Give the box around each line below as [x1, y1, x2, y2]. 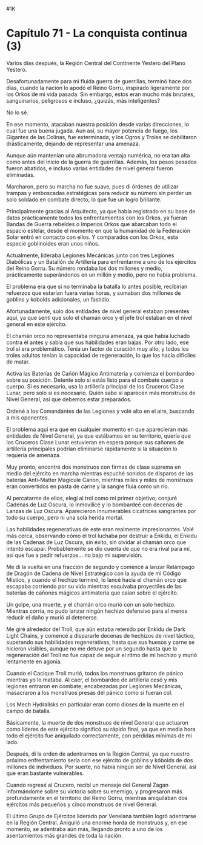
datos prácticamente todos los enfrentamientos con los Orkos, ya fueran [6, 214, 188, 221]
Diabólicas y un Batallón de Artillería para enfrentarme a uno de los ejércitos [6, 258, 196, 265]
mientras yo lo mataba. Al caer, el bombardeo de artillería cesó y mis [6, 676, 178, 683]
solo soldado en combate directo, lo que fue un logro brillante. [6, 196, 162, 203]
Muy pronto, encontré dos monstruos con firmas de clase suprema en [6, 463, 181, 471]
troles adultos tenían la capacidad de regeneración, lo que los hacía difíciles [6, 351, 196, 359]
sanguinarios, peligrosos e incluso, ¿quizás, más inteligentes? [6, 97, 161, 104]
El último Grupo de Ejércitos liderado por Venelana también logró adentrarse [6, 812, 197, 819]
